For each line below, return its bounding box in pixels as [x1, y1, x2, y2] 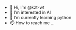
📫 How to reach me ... [9, 20, 55, 26]
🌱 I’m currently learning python [9, 15, 72, 20]
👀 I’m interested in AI [9, 10, 51, 15]
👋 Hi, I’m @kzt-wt [9, 5, 45, 10]
